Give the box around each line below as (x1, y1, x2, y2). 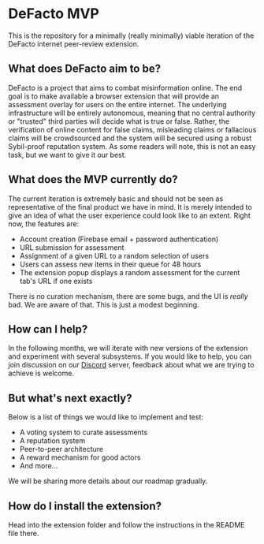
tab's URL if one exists (19, 276, 93, 285)
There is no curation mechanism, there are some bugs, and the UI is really (8, 291, 248, 300)
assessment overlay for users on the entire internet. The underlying (8, 99, 227, 109)
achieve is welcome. (8, 368, 75, 378)
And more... (19, 461, 58, 471)
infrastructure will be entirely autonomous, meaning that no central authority (8, 108, 256, 117)
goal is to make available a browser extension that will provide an (8, 91, 219, 101)
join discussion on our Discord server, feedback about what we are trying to (8, 360, 255, 370)
